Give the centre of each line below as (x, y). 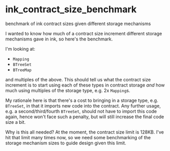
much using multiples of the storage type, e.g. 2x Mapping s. (68, 90)
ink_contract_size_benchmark (71, 9)
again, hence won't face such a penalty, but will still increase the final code (85, 117)
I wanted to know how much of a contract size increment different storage (84, 33)
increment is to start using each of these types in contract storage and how (85, 85)
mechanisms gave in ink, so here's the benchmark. (59, 39)
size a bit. (15, 122)
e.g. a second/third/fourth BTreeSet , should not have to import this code (81, 111)
